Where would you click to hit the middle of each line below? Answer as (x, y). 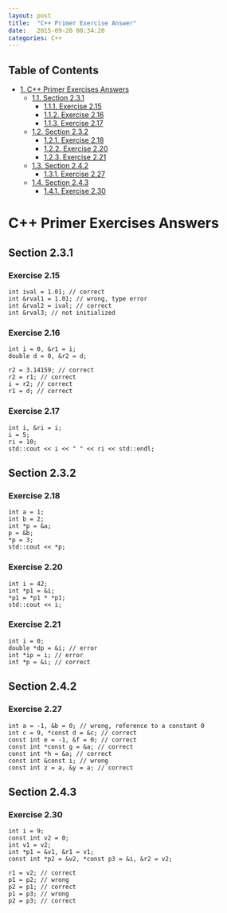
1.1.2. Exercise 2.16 (74, 115)
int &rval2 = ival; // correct (60, 305)
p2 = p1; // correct (43, 887)
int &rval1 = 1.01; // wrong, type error (78, 299)
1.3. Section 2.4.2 (60, 166)
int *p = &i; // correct (49, 662)
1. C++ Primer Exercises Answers (74, 89)
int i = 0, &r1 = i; (43, 349)
